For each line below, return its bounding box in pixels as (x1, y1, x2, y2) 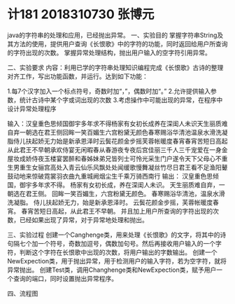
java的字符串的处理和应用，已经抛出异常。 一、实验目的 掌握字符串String (7, 31, 218, 39)
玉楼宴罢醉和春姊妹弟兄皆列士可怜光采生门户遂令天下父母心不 (43, 154, 222, 163)
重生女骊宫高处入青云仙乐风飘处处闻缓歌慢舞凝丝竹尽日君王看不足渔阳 (19, 163, 222, 172)
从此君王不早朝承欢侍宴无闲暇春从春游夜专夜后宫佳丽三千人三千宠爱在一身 (7, 145, 222, 154)
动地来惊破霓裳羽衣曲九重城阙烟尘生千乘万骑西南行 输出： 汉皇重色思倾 (13, 172, 219, 180)
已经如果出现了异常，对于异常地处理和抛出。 (19, 215, 148, 224)
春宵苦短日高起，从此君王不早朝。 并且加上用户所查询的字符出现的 (20, 207, 213, 215)
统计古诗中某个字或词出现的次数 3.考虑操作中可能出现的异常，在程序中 (19, 95, 223, 104)
